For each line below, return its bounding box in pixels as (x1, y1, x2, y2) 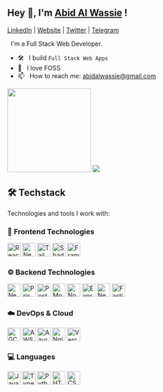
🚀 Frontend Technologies (7, 226, 95, 236)
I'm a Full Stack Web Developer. (10, 39, 103, 48)
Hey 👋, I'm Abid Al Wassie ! (7, 7, 128, 19)
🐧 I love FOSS (17, 63, 61, 72)
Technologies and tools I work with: (7, 209, 110, 217)
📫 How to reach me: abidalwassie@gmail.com (17, 71, 157, 80)
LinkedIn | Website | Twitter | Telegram (7, 25, 119, 34)
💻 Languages (7, 352, 56, 362)
